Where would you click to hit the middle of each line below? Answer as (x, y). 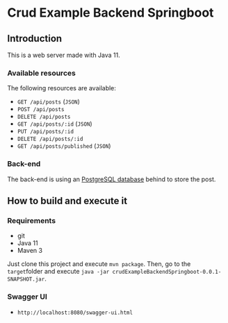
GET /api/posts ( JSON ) (48, 101)
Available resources (42, 73)
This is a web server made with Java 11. (64, 55)
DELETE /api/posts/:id (50, 139)
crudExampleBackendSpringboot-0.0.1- (167, 272)
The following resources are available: (62, 88)
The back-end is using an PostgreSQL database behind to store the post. (112, 179)
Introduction (35, 39)
